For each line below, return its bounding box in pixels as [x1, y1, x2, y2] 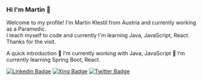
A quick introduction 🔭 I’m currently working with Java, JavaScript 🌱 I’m [6, 50, 185, 57]
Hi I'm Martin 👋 [6, 5, 51, 14]
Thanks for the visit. [6, 38, 56, 46]
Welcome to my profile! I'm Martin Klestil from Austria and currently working [6, 19, 197, 26]
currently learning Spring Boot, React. [6, 56, 101, 64]
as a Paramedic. [6, 25, 47, 32]
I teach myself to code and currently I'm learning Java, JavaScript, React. [6, 32, 190, 39]
